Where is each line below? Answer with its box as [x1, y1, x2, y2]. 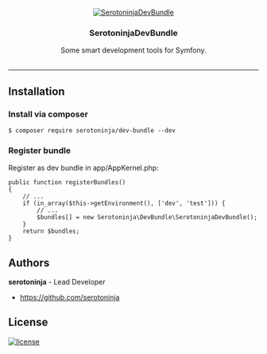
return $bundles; [22, 227, 80, 235]
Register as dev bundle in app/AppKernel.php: [8, 163, 159, 173]
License [8, 316, 48, 329]
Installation [8, 85, 65, 98]
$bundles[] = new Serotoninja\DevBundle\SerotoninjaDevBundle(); [37, 214, 258, 222]
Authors [8, 256, 50, 269]
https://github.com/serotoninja [19, 293, 120, 302]
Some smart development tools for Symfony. [60, 45, 207, 55]
